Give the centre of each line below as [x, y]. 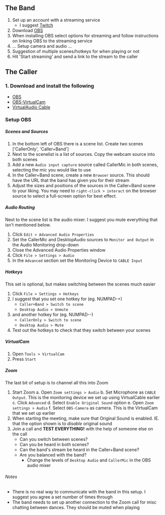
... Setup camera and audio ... [42, 46]
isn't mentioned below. [28, 225]
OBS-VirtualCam [29, 102]
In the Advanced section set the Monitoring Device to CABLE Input [77, 260]
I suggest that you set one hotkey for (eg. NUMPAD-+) [67, 299]
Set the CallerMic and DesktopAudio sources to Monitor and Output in [83, 240]
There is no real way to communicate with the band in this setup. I [79, 492]
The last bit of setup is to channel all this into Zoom [57, 383]
